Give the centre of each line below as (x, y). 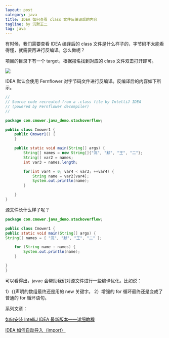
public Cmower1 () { (35, 134)
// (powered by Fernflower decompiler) (47, 106)
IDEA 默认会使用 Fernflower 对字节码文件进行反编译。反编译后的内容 (77, 81)
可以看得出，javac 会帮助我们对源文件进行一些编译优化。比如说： (73, 280)
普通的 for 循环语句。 (27, 297)
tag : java (16, 29)
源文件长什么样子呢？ (27, 210)
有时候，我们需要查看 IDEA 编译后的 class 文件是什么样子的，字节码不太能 (82, 44)
